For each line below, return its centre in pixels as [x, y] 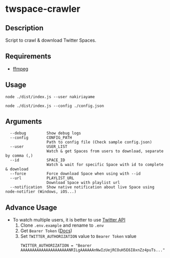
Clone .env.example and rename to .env [62, 225]
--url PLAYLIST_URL [42, 178]
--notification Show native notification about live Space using [82, 187]
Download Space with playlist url [83, 183]
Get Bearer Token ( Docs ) [46, 231]
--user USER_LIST [39, 147]
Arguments [24, 122]
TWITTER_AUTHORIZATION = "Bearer [56, 246]
